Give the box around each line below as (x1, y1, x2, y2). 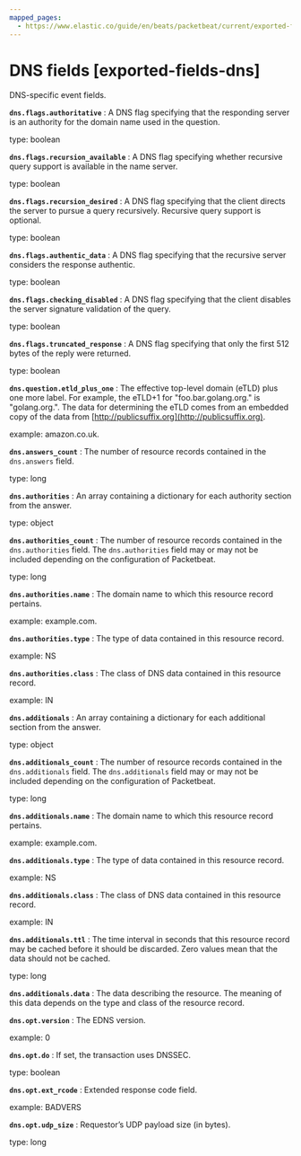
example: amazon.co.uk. (9, 428, 100, 440)
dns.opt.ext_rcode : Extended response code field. (9, 1084, 198, 1096)
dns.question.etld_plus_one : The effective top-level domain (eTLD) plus (9, 383, 279, 393)
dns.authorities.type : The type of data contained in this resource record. (9, 633, 285, 644)
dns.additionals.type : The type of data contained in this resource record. (9, 855, 285, 866)
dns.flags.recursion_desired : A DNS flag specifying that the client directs (9, 196, 286, 207)
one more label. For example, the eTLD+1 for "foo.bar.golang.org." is (9, 393, 261, 403)
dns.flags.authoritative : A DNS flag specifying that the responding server (9, 107, 290, 118)
